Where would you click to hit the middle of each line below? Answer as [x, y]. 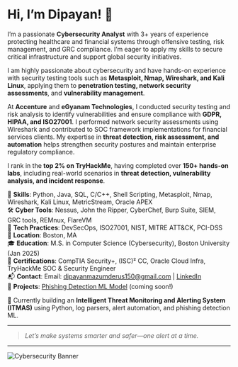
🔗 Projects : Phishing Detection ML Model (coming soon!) [90, 286]
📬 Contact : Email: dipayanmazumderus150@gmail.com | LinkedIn [104, 276]
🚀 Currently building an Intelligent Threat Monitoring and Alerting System [117, 300]
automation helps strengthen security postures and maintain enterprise [112, 144]
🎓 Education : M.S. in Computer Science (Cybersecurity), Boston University [119, 243]
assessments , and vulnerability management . [76, 93]
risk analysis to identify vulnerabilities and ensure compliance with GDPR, [114, 114]
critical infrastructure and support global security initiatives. [95, 57]
